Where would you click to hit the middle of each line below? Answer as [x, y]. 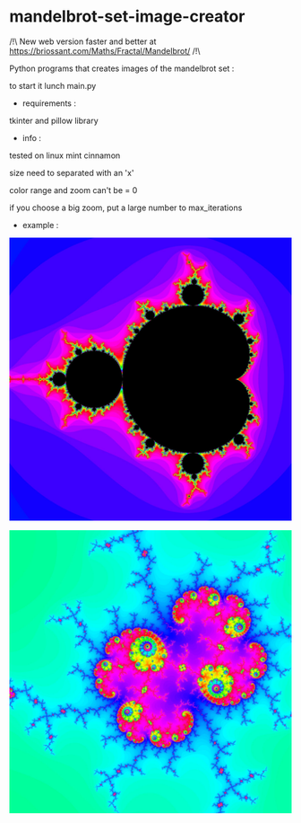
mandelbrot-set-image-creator [127, 17]
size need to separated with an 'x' [72, 173]
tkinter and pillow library [54, 120]
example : [40, 225]
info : [32, 137]
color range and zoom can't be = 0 [73, 190]
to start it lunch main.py [53, 85]
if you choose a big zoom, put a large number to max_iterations [126, 208]
